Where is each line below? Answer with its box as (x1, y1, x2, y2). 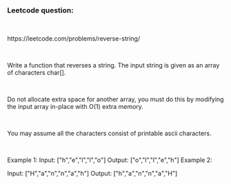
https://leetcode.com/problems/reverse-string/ (7, 34, 140, 43)
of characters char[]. (7, 68, 66, 77)
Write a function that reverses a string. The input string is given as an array (7, 61, 220, 70)
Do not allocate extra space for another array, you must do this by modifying (7, 95, 224, 103)
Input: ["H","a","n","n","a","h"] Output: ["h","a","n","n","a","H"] (7, 170, 178, 178)
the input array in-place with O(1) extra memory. (7, 103, 143, 111)
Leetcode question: (7, 6, 74, 15)
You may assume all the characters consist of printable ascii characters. (7, 130, 212, 138)
